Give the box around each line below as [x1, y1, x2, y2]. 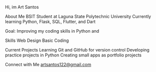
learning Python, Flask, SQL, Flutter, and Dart [5, 19, 96, 24]
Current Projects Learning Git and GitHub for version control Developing [5, 47, 150, 53]
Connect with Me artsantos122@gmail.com [5, 62, 92, 67]
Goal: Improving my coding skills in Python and [5, 28, 99, 34]
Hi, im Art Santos [5, 4, 39, 10]
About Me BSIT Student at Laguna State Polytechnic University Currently [5, 14, 151, 19]
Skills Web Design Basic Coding [5, 37, 69, 43]
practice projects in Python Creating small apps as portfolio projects [5, 52, 142, 58]
